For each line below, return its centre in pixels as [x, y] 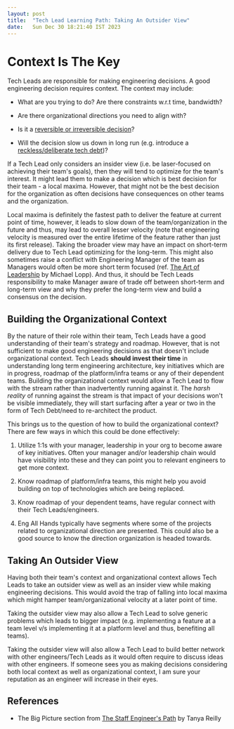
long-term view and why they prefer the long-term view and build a [104, 289]
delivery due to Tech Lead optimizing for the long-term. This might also [110, 252]
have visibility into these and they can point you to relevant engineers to [122, 460]
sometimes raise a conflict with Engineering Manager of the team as [106, 260]
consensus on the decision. [47, 297]
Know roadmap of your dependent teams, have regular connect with [116, 502]
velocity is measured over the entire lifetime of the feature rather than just [114, 237]
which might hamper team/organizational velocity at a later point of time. [112, 599]
